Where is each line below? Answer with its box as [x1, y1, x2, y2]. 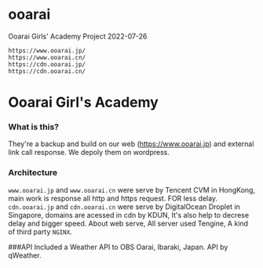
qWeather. [8, 250, 42, 260]
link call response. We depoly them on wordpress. [8, 148, 170, 157]
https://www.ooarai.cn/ [8, 53, 86, 61]
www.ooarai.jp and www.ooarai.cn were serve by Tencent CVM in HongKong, [8, 185, 256, 194]
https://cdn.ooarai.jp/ [8, 61, 86, 68]
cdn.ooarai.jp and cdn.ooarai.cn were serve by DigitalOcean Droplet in [8, 202, 241, 211]
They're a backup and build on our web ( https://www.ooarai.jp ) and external [8, 139, 254, 149]
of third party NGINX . [8, 226, 72, 237]
